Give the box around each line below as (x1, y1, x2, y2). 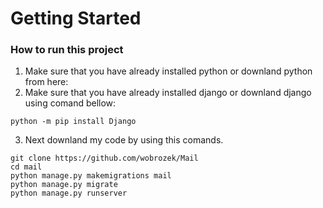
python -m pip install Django (10, 117, 137, 127)
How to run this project (10, 43, 124, 57)
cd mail (10, 162, 43, 172)
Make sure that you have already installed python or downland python (24, 65, 313, 77)
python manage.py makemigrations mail (10, 171, 172, 181)
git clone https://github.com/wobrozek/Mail (10, 153, 199, 164)
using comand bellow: (24, 97, 117, 109)
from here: (24, 76, 69, 88)
